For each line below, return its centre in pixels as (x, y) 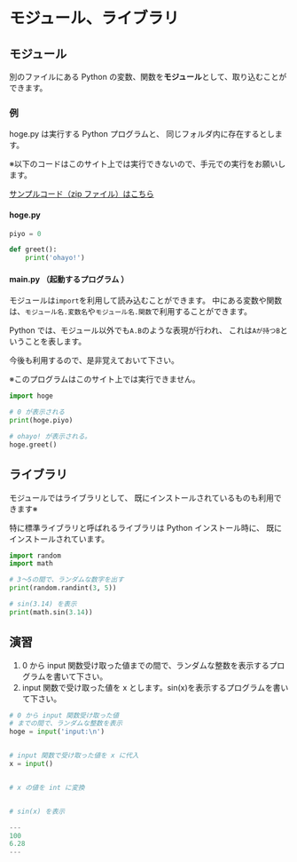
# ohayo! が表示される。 (50, 436)
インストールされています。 (59, 539)
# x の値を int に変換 (47, 787)
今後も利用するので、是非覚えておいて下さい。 (94, 360)
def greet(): (33, 249)
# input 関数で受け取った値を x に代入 (74, 755)
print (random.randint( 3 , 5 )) (63, 588)
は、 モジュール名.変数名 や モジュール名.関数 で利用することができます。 (131, 312)
